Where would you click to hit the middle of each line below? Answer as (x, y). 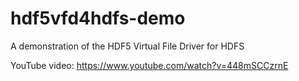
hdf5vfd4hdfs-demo (98, 18)
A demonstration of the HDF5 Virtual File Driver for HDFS (127, 46)
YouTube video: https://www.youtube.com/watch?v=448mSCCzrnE (149, 65)
